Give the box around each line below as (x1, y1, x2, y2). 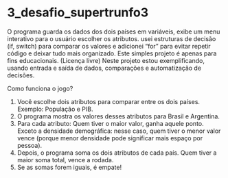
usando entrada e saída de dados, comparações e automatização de (7, 64, 201, 72)
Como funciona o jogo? (7, 84, 73, 92)
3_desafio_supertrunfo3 (7, 5, 149, 21)
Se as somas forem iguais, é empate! (16, 163, 122, 171)
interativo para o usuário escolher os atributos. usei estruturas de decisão (7, 34, 216, 42)
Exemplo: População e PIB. (16, 105, 93, 113)
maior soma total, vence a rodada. (16, 155, 114, 164)
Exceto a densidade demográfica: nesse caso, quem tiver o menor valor (16, 127, 221, 135)
